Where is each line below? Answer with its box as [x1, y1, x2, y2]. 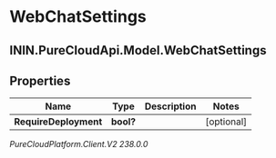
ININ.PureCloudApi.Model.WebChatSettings [9, 43, 267, 58]
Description [144, 100, 197, 113]
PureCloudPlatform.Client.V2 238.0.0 [9, 139, 148, 150]
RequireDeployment [14, 115, 103, 128]
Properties [9, 73, 71, 88]
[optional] [204, 115, 248, 128]
